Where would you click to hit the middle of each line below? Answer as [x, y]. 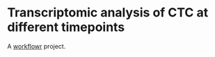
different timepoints [66, 27]
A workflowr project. [37, 46]
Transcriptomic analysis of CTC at [108, 13]
